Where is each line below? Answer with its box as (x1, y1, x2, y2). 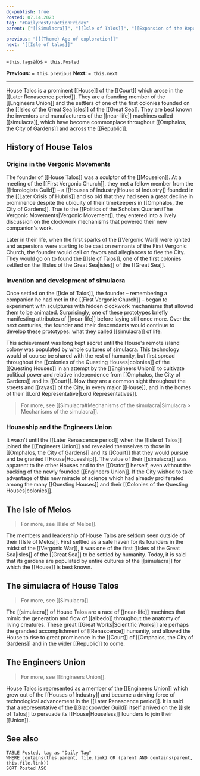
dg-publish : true (6, 8, 49, 15)
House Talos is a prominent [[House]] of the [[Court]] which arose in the (6, 87, 183, 94)
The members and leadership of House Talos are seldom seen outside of (6, 532, 185, 539)
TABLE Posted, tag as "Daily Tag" (6, 750, 92, 756)
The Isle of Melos (6, 504, 71, 515)
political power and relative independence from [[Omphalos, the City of (6, 371, 181, 378)
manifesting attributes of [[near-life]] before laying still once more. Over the (6, 315, 192, 322)
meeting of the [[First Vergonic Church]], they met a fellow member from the (6, 180, 193, 187)
